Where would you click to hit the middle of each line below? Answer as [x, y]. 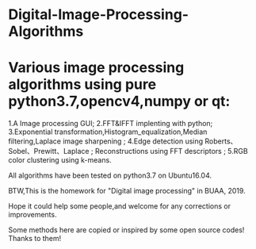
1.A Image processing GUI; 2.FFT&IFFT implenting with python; [111, 124]
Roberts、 [221, 141]
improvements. [32, 215]
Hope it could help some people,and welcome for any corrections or [120, 206]
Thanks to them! [35, 239]
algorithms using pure [82, 84]
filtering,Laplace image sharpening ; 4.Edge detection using [106, 141]
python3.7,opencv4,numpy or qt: [119, 102]
